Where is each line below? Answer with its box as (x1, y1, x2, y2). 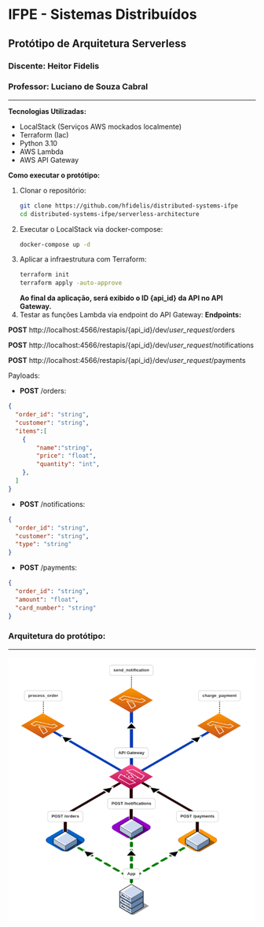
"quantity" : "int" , (36, 460, 101, 468)
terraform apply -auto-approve (19, 279, 123, 288)
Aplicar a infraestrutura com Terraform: (19, 255, 147, 264)
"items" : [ (15, 427, 47, 435)
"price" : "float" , (36, 452, 97, 460)
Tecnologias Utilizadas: (8, 106, 86, 115)
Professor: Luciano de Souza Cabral (8, 81, 148, 92)
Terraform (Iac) (19, 130, 69, 139)
